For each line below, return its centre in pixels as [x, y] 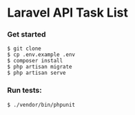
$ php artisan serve [37, 73]
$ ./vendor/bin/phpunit [41, 105]
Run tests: [25, 90]
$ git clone [24, 49]
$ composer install [35, 61]
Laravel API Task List [68, 13]
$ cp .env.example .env [41, 55]
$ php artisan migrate [40, 67]
